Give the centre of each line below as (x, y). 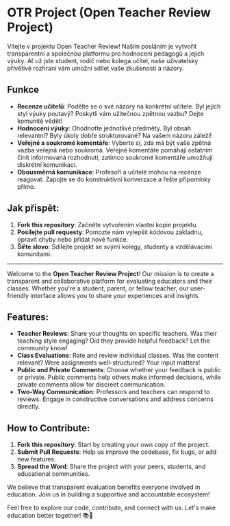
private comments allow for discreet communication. (91, 385)
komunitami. (34, 254)
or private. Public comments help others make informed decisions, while (119, 377)
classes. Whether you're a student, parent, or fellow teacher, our (98, 288)
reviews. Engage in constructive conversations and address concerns (115, 399)
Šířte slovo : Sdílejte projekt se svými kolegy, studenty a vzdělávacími (115, 247)
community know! (42, 348)
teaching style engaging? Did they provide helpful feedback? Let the (113, 341)
